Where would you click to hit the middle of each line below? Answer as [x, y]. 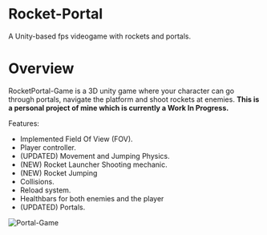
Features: [24, 123]
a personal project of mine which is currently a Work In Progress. [119, 107]
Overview [41, 69]
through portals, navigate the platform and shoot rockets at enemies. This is [134, 99]
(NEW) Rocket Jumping [59, 172]
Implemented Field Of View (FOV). [77, 139]
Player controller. [48, 147]
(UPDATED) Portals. [53, 207]
